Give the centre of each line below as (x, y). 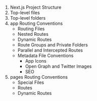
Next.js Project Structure (36, 7)
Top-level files (25, 13)
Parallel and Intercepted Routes (50, 50)
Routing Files (31, 29)
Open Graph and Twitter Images (58, 66)
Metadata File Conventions (45, 56)
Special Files (31, 82)
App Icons (36, 61)
